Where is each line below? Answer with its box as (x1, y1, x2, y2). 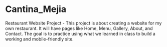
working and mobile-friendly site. (5, 36, 74, 42)
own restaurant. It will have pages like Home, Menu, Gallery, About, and (5, 25, 153, 31)
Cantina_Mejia (5, 3, 67, 15)
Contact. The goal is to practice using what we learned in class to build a (5, 30, 155, 36)
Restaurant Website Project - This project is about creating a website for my (5, 20, 162, 26)
